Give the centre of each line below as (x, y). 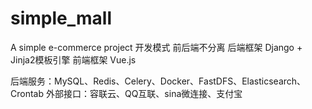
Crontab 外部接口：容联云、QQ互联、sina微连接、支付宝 (126, 93)
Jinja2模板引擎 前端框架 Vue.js (73, 59)
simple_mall (61, 18)
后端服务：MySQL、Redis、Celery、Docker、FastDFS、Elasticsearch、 (158, 81)
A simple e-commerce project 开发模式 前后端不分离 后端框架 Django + (156, 47)
